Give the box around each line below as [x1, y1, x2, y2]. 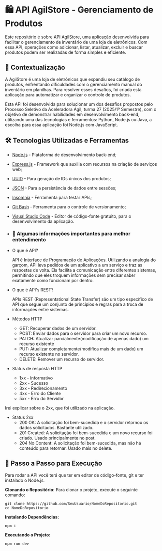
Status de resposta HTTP [12, 365, 62, 371]
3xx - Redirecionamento [19, 385, 68, 391]
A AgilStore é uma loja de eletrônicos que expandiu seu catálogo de [5, 76, 140, 82]
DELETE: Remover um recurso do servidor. [19, 356, 104, 362]
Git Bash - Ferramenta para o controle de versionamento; [12, 204, 126, 209]
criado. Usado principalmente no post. [19, 435, 96, 441]
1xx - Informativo [19, 375, 53, 381]
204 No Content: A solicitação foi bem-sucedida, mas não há [19, 440, 141, 446]
